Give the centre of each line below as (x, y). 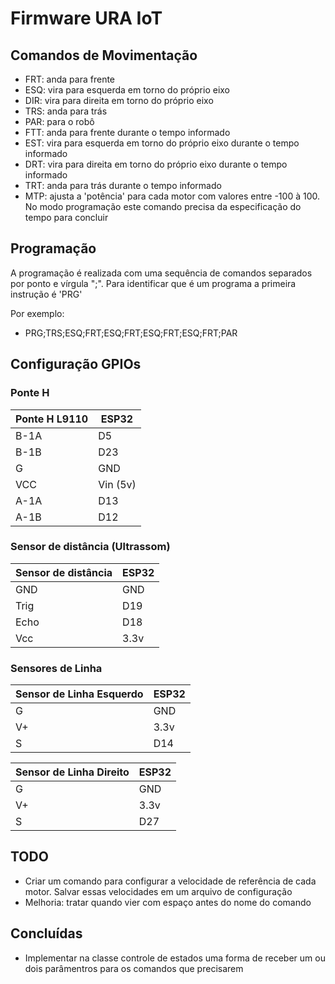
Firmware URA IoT (86, 18)
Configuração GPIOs (76, 364)
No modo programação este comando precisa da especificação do (163, 206)
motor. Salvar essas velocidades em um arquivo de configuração (158, 891)
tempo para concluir (66, 217)
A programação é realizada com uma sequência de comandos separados (161, 273)
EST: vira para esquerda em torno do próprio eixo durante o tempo (162, 143)
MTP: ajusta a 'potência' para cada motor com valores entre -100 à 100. (172, 196)
